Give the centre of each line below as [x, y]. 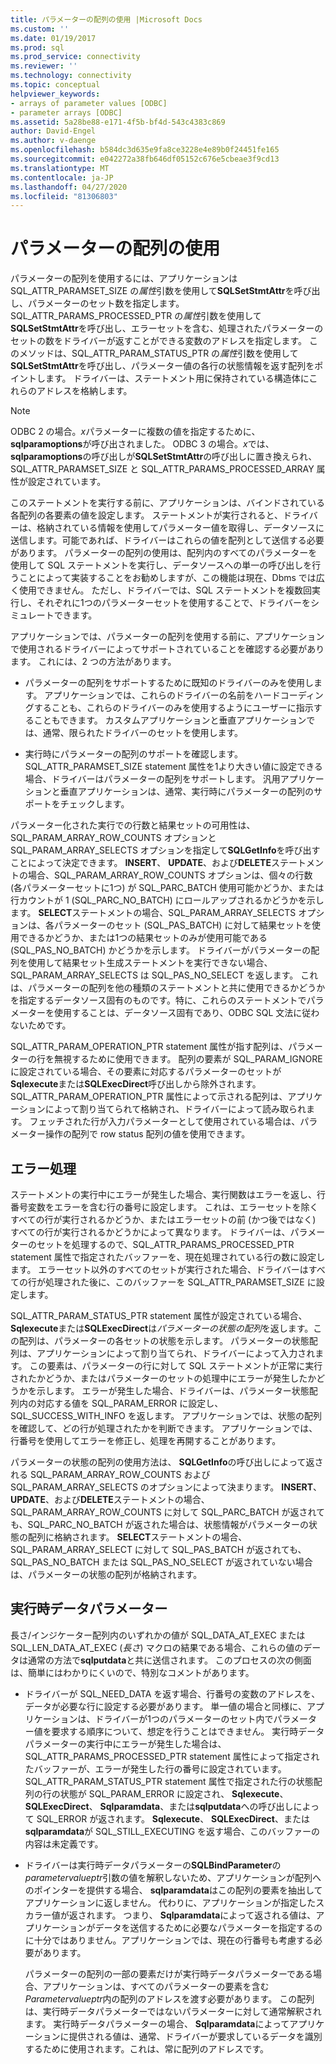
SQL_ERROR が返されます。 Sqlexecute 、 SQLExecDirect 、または [173, 1818]
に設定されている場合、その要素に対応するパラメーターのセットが [146, 1072]
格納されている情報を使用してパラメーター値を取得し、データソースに [180, 528]
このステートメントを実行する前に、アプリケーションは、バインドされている [167, 503]
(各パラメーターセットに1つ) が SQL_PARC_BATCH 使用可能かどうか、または [167, 888]
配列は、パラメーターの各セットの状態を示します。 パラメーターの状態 [164, 1340]
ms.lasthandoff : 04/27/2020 [69, 187]
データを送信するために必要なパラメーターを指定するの [208, 1927]
